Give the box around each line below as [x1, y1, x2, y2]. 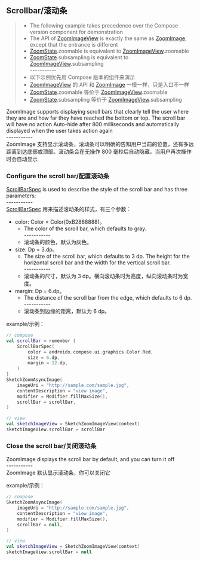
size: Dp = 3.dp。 [14, 246, 58, 253]
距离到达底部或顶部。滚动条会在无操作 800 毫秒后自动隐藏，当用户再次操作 [6, 148, 192, 155]
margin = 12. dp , [27, 360, 68, 366]
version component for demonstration [29, 28, 124, 35]
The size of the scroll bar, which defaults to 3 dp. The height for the [23, 253, 190, 260]
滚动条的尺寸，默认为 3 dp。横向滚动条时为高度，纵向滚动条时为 [23, 273, 183, 280]
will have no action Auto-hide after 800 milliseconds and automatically [6, 120, 179, 127]
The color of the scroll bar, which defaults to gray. [23, 225, 147, 232]
